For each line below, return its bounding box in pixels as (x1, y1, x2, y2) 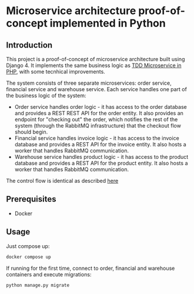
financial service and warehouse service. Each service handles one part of (6, 86, 187, 92)
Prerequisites (6, 194, 56, 204)
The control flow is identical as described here (6, 178, 119, 184)
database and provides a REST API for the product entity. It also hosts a (14, 160, 188, 166)
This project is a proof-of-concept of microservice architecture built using (6, 56, 185, 62)
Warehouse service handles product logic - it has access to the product (14, 153, 189, 160)
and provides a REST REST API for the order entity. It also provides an (14, 110, 184, 116)
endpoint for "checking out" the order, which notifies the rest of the (14, 116, 178, 123)
